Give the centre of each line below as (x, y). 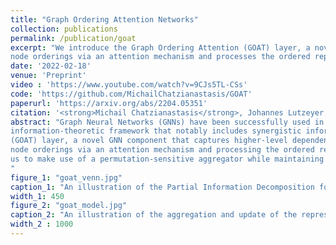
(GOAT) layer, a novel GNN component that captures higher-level (149, 141)
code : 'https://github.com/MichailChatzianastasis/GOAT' (131, 94)
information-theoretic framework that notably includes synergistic (156, 131)
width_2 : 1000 (42, 224)
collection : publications (64, 29)
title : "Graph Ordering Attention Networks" (104, 19)
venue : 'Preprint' (48, 76)
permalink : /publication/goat (73, 38)
